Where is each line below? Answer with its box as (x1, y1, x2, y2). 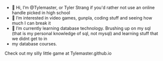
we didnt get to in (11, 36, 48, 41)
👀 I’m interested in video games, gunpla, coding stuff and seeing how (11, 15, 152, 20)
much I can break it (11, 20, 51, 26)
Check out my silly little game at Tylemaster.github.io (4, 50, 112, 56)
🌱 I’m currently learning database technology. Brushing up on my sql (11, 25, 151, 31)
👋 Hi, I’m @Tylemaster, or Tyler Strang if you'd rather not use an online (11, 5, 155, 10)
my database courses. (11, 41, 57, 46)
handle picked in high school (11, 10, 70, 16)
